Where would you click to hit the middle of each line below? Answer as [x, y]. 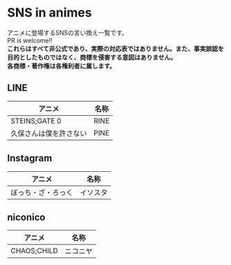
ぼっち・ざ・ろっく [42, 193]
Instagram [30, 158]
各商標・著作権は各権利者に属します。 [62, 66]
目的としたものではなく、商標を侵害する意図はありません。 [92, 57]
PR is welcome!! [30, 40]
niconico [26, 217]
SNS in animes [49, 13]
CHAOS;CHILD [35, 251]
